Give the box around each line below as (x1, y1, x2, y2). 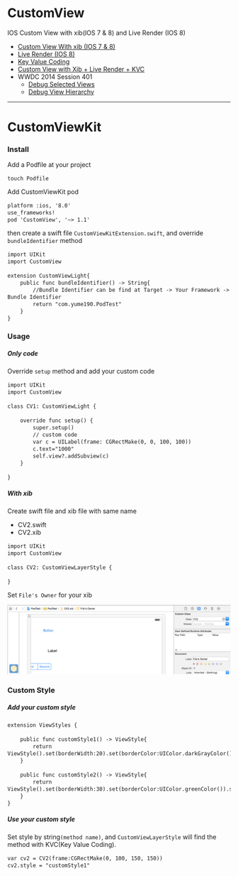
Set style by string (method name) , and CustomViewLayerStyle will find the (7, 833, 217, 841)
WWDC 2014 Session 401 (17, 72, 93, 81)
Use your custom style (7, 815, 76, 823)
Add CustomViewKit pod (7, 188, 79, 196)
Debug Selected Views (28, 80, 95, 88)
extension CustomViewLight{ (7, 272, 91, 280)
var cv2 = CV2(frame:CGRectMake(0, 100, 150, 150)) (7, 855, 163, 863)
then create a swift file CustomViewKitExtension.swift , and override (7, 229, 204, 237)
